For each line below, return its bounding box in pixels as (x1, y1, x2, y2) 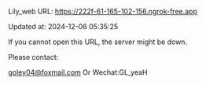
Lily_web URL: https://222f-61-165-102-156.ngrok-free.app (8, 7, 198, 16)
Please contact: (8, 53, 59, 61)
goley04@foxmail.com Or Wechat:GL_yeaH (8, 68, 148, 77)
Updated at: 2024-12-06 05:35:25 (8, 22, 119, 31)
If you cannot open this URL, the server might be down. (8, 37, 187, 46)
